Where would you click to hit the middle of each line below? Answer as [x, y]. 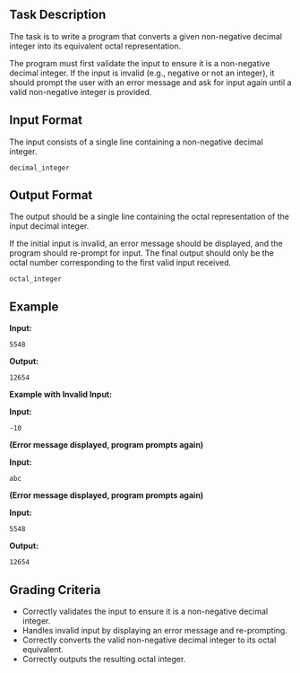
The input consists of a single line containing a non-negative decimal [137, 142]
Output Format [51, 195]
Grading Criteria [55, 590]
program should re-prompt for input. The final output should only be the [142, 253]
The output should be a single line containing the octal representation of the [149, 217]
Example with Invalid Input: [61, 395]
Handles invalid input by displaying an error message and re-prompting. [155, 631]
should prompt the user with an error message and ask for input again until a [150, 82]
